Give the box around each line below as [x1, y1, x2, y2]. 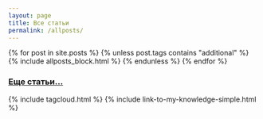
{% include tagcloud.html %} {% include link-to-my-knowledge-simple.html [8, 94, 257, 104]
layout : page [8, 11, 52, 20]
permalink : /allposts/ [8, 26, 84, 34]
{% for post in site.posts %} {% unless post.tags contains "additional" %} [8, 48, 249, 58]
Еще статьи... [8, 76, 64, 87]
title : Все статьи [8, 19, 69, 27]
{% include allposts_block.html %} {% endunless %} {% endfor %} [8, 56, 228, 66]
